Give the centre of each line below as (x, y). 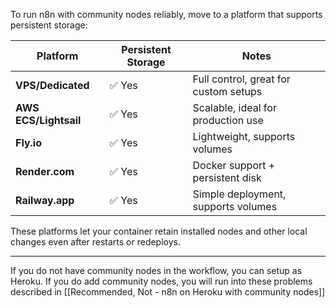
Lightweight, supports (244, 136)
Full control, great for (241, 79)
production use (228, 120)
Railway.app (45, 200)
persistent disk (227, 177)
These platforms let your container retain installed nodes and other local (159, 231)
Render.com (45, 171)
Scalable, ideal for (234, 107)
